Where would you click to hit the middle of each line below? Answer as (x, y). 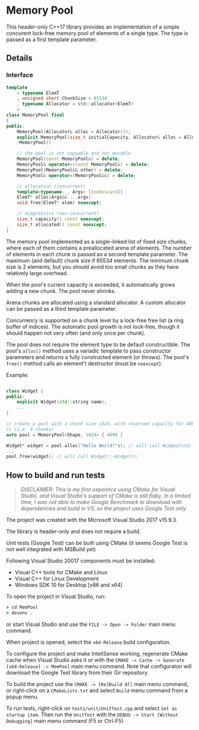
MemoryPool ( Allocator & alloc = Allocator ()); (74, 131)
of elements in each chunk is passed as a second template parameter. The (97, 254)
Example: (17, 375)
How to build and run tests (56, 475)
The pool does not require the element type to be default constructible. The (98, 344)
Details (19, 58)
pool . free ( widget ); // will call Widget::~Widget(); (73, 457)
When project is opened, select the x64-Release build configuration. (89, 642)
